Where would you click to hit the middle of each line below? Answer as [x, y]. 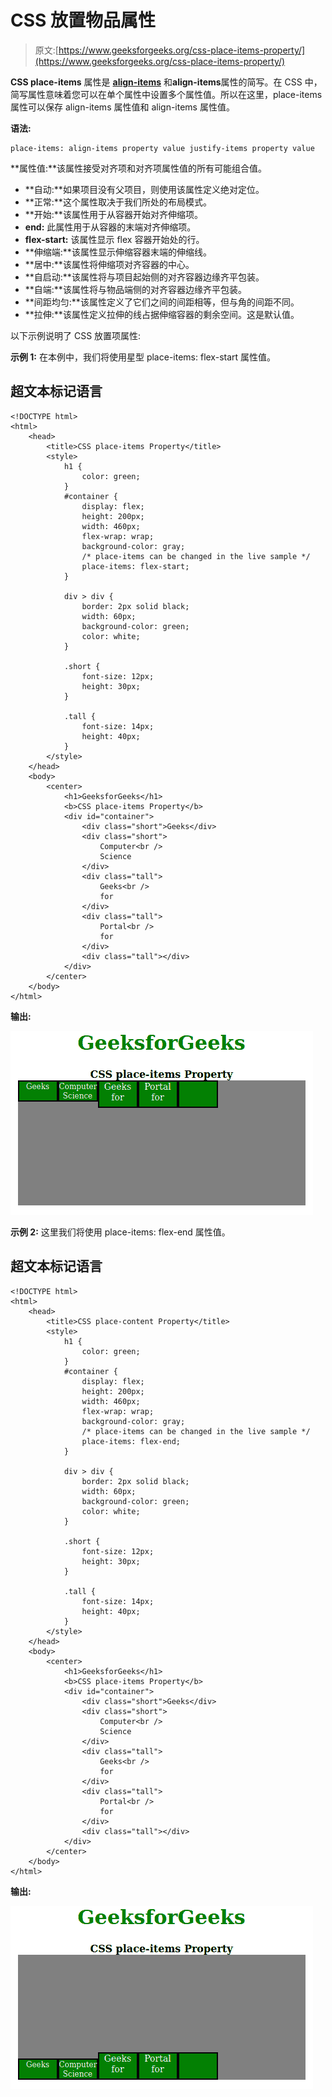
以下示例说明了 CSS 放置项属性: [76, 335]
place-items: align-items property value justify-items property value [162, 148]
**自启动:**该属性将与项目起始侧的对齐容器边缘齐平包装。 [144, 277]
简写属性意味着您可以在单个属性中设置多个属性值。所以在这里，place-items [166, 94]
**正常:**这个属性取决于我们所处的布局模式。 [118, 202]
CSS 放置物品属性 [83, 20]
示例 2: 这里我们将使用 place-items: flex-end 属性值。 [120, 1232]
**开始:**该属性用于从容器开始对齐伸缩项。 [113, 214]
